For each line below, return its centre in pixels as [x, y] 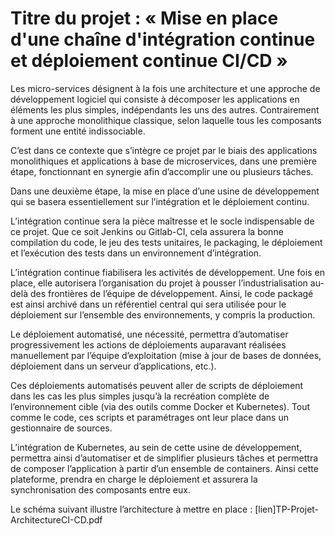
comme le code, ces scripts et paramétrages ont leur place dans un [149, 417]
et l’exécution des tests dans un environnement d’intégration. [136, 253]
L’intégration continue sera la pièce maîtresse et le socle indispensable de [162, 221]
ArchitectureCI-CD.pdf [56, 519]
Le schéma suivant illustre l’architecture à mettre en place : [131, 509]
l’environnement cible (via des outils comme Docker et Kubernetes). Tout [160, 406]
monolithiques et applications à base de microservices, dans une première [164, 161]
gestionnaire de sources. [61, 428]
